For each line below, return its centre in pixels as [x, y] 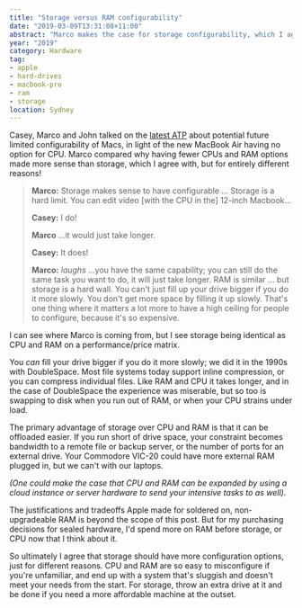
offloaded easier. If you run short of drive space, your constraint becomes [146, 437]
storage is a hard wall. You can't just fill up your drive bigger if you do [160, 290]
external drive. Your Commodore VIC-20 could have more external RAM [142, 456]
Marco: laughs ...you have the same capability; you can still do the [155, 270]
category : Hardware [46, 51]
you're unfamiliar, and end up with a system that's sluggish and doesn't [142, 576]
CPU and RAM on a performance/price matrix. [94, 345]
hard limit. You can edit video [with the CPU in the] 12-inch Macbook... [161, 201]
